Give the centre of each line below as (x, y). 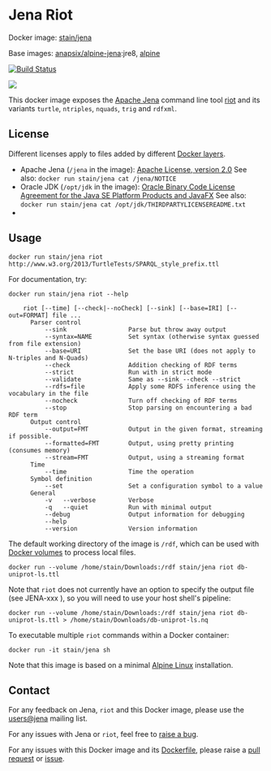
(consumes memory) (39, 450)
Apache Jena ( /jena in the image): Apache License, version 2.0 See (133, 169)
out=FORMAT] (28, 315)
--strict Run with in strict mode (128, 372)
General (43, 493)
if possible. (30, 436)
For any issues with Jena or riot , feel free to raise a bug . (103, 734)
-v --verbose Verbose (99, 500)
